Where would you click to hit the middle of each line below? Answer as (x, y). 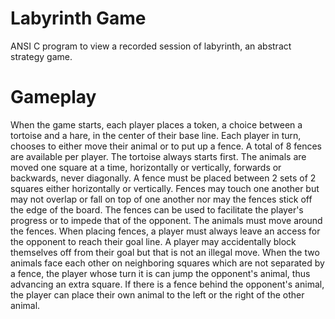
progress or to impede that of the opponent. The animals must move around (166, 220)
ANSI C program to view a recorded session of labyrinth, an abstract (151, 46)
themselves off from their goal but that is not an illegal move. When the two (165, 252)
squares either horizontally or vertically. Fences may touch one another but (165, 188)
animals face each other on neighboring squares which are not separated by (167, 263)
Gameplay (53, 97)
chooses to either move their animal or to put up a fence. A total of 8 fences (166, 146)
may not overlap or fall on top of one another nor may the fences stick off (161, 199)
